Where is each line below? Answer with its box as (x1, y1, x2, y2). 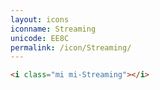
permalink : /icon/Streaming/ (10, 42, 132, 53)
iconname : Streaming (10, 24, 97, 34)
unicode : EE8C (10, 33, 70, 43)
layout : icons (10, 14, 70, 25)
